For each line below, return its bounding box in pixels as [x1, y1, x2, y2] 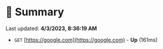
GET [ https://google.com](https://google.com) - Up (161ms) [14, 36, 158, 43]
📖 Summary [5, 5, 64, 19]
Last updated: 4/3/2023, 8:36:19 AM [5, 25, 98, 32]
